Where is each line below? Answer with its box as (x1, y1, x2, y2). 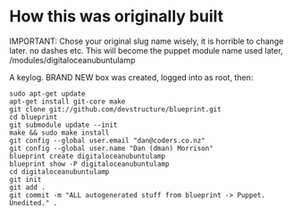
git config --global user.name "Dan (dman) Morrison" (9, 144, 214, 153)
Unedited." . (9, 198, 58, 207)
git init (9, 175, 42, 184)
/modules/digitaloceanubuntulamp (9, 54, 136, 65)
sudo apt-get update (9, 89, 87, 98)
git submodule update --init (9, 120, 118, 129)
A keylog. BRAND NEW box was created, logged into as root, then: (9, 71, 254, 82)
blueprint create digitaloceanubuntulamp (9, 152, 166, 161)
